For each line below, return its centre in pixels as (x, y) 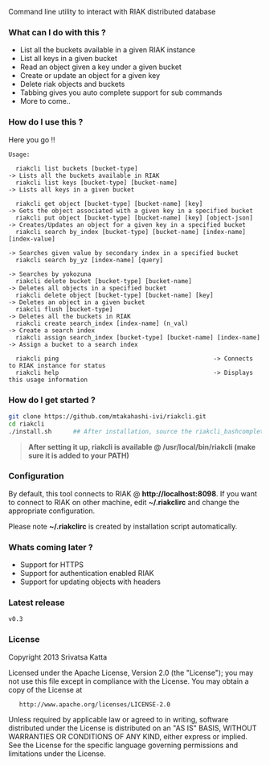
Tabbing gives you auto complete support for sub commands (121, 93)
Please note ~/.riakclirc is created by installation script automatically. (123, 526)
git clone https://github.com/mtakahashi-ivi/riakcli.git (107, 416)
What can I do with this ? (57, 32)
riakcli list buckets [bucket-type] (77, 168)
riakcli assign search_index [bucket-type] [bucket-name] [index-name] (138, 337)
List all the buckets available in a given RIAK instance (107, 50)
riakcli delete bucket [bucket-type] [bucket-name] (104, 281)
